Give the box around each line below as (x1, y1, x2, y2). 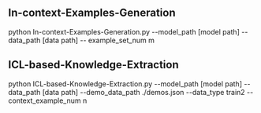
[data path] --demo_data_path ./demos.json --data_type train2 (42, 87, 246, 97)
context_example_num (8, 96, 81, 105)
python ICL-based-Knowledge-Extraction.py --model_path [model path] (8, 78, 243, 89)
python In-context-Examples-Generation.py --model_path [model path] (8, 27, 240, 36)
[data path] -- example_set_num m (42, 35, 155, 45)
